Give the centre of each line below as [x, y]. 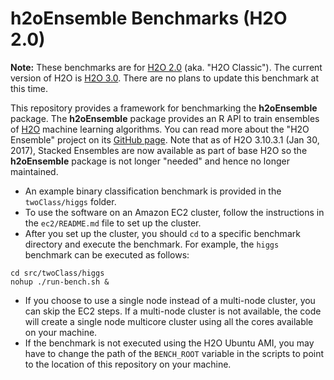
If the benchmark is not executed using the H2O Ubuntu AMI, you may [169, 343]
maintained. [34, 171]
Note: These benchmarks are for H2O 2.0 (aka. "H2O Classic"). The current [166, 67]
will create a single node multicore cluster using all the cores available [169, 321]
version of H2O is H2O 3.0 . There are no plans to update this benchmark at [165, 78]
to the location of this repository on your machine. [128, 364]
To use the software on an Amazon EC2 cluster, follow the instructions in [174, 212]
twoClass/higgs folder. [70, 201]
